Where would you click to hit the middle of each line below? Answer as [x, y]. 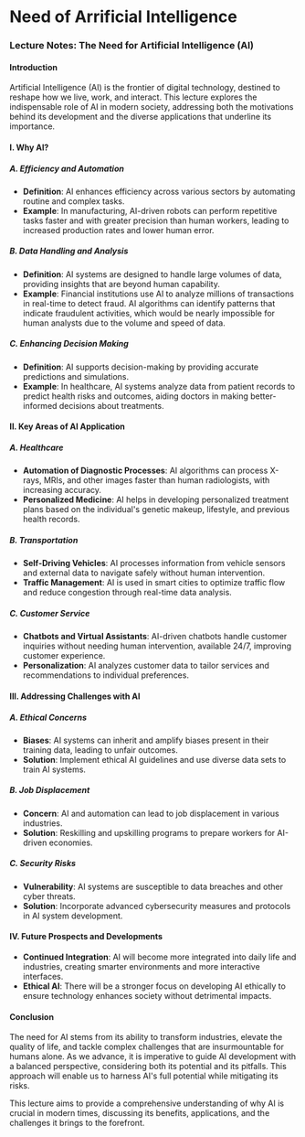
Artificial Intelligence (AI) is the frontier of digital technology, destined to [145, 88]
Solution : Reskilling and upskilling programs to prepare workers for [149, 832]
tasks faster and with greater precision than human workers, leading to [156, 220]
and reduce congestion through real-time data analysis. [127, 593]
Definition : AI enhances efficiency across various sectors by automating [159, 191]
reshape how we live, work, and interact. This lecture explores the [133, 97]
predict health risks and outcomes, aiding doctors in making [136, 396]
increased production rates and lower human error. [118, 230]
